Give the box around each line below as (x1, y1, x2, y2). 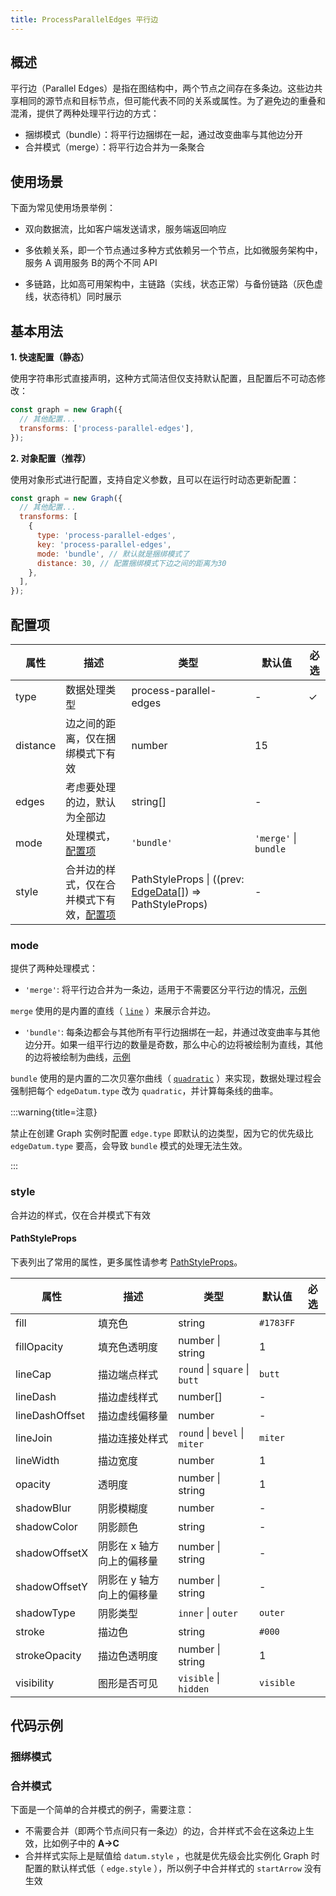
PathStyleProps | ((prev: (131, 872, 245, 886)
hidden (178, 1683, 210, 1695)
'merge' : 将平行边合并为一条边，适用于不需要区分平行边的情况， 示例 (24, 984, 307, 996)
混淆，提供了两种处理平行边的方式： (10, 107, 160, 120)
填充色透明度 (98, 1340, 159, 1354)
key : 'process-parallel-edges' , (36, 539, 172, 550)
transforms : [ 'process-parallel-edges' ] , (19, 423, 195, 433)
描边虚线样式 (98, 1390, 159, 1404)
